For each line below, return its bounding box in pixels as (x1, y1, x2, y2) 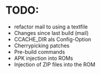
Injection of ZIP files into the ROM (14, 60, 96, 68)
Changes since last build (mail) (14, 29, 89, 36)
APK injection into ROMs (14, 54, 73, 62)
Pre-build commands (14, 48, 65, 55)
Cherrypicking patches (14, 42, 70, 49)
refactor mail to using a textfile (14, 23, 88, 30)
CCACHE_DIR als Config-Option (14, 36, 92, 43)
